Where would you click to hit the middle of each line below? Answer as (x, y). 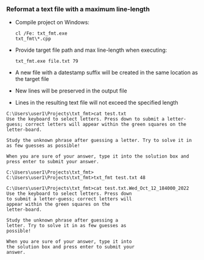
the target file (32, 79)
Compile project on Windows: (52, 23)
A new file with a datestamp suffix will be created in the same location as (106, 72)
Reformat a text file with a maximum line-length (78, 9)
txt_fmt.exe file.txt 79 (47, 61)
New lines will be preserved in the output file (71, 91)
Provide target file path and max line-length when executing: (91, 50)
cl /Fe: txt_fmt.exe (41, 33)
